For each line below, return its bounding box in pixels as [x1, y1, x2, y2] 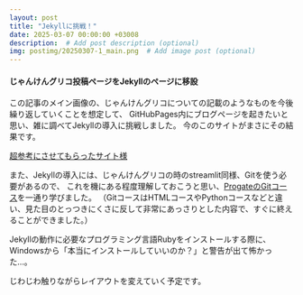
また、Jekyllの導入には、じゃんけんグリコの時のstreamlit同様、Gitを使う [9, 170, 280, 180]
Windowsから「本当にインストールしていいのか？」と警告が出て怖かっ [9, 245, 273, 256]
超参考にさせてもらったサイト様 [9, 151, 128, 161]
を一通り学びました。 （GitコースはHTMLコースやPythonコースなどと [17, 192, 275, 203]
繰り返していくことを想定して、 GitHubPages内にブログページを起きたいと [9, 109, 289, 120]
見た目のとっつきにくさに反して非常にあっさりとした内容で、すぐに [24, 204, 278, 215]
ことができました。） [16, 215, 93, 226]
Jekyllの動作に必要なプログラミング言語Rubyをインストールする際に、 [9, 234, 271, 244]
